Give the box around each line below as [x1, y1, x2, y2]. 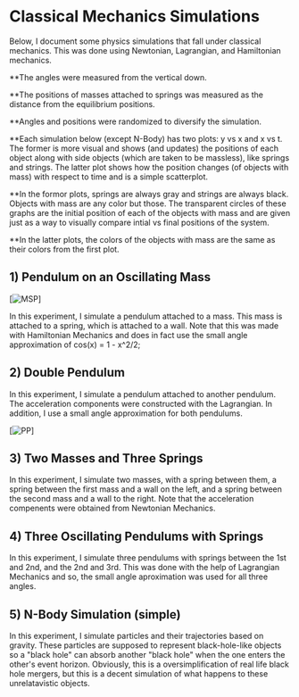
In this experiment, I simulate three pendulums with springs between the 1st [9, 552, 287, 563]
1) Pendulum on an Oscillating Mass [9, 270, 212, 285]
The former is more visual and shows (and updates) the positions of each [9, 143, 279, 154]
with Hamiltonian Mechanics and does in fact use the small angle [9, 329, 248, 340]
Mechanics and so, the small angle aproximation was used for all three [9, 571, 269, 582]
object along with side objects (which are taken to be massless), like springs [9, 152, 290, 162]
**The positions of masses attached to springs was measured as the [9, 89, 263, 100]
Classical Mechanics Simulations [9, 6, 261, 27]
